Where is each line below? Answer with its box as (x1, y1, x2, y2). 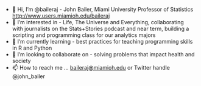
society (12, 58, 31, 64)
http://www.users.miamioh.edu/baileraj (12, 12, 110, 19)
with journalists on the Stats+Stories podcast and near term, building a (12, 25, 189, 32)
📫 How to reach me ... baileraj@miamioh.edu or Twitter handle (12, 64, 171, 71)
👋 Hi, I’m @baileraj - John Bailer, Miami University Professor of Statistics (12, 6, 194, 13)
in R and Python (12, 44, 52, 51)
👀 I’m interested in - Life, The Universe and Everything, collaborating (12, 19, 184, 25)
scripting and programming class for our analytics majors (12, 31, 157, 39)
